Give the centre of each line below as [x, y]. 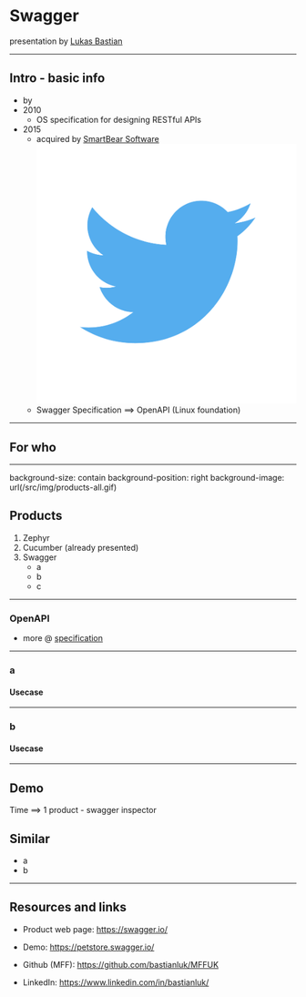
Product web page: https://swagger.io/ [95, 929]
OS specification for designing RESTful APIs [119, 119]
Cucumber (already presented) [81, 547]
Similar [30, 839]
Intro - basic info [57, 78]
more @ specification [62, 638]
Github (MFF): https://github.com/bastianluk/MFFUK [121, 964]
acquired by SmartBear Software [97, 138]
